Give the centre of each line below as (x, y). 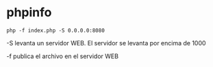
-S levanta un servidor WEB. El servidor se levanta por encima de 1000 (106, 43)
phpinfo (29, 13)
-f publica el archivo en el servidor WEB (63, 56)
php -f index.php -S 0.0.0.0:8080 (56, 30)
